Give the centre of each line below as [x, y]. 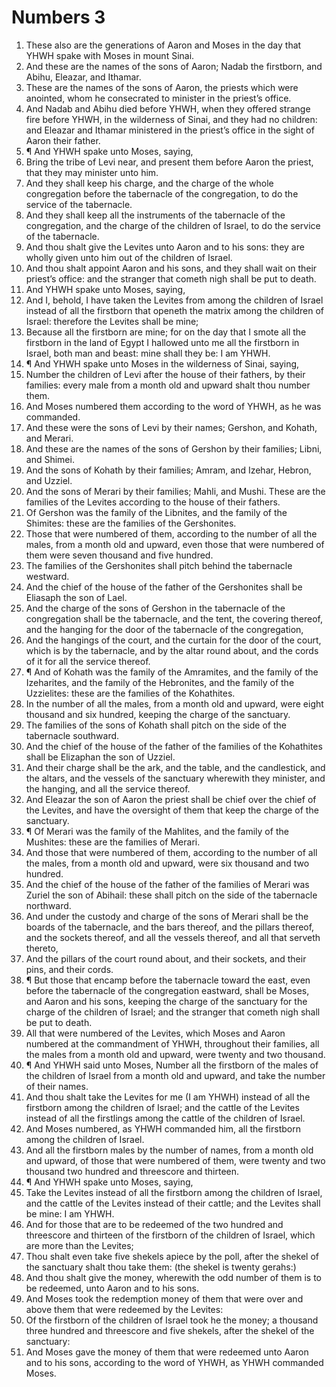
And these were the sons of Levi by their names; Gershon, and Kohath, [171, 427]
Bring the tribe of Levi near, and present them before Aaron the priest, [169, 162]
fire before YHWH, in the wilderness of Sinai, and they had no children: [171, 119]
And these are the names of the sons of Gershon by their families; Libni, [174, 448]
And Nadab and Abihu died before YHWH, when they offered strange [168, 108]
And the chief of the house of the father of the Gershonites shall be [164, 587]
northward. [48, 905]
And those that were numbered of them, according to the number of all [171, 852]
